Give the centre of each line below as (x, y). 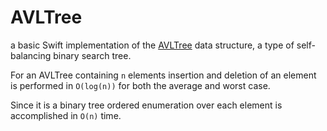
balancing (31, 55)
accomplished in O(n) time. (66, 115)
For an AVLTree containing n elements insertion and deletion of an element (163, 75)
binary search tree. (92, 55)
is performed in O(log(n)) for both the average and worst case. (140, 85)
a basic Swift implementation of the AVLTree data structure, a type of (152, 45)
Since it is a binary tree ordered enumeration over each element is (146, 105)
